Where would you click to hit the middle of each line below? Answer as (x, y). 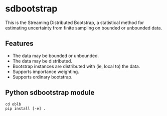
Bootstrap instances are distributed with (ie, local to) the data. (76, 66)
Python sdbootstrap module (50, 93)
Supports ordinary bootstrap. (42, 77)
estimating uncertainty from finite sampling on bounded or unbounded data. (83, 27)
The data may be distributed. (42, 61)
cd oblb (13, 104)
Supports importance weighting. (46, 71)
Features (19, 44)
